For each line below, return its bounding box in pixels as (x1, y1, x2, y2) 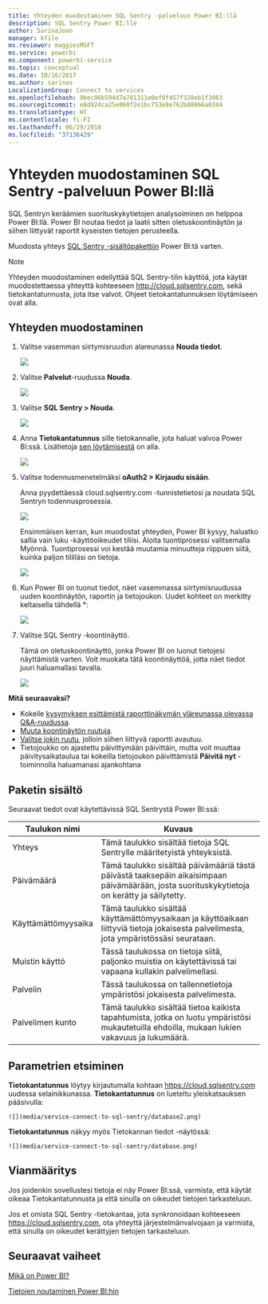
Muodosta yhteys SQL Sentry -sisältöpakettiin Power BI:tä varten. (8, 241, 223, 250)
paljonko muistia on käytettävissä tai (100, 956, 237, 967)
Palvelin (12, 984, 42, 995)
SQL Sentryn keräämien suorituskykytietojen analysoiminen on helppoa (8, 209, 243, 218)
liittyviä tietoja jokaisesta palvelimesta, (100, 923, 245, 934)
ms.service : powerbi (8, 49, 77, 57)
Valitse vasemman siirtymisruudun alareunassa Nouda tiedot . (19, 342, 223, 352)
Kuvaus (163, 823, 194, 834)
